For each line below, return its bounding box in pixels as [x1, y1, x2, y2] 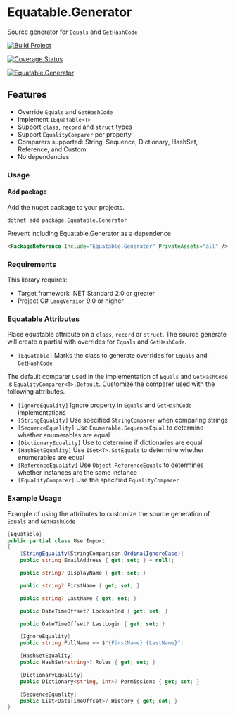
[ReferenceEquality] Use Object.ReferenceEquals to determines [17, 461, 204, 469]
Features [7, 89, 47, 101]
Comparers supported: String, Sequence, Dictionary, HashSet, [17, 137, 198, 146]
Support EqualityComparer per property [17, 130, 132, 138]
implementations [17, 409, 66, 417]
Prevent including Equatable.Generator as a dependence [7, 229, 171, 237]
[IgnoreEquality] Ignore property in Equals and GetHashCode [17, 401, 192, 409]
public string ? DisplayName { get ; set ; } [20, 570, 146, 577]
